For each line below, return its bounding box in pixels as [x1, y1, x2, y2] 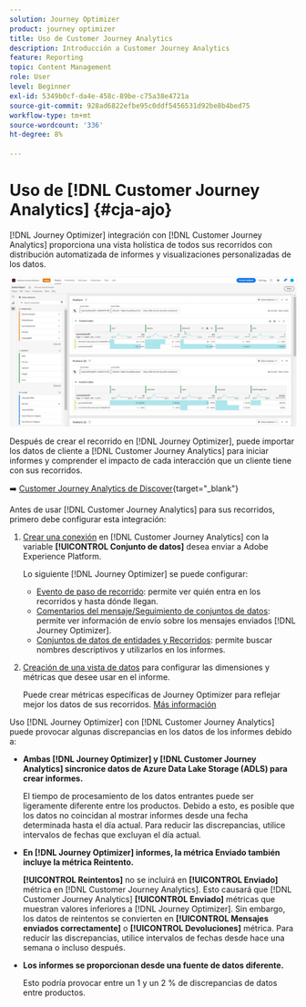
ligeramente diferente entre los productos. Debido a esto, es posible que [22, 800, 295, 811]
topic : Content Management [9, 63, 112, 72]
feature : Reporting [9, 53, 84, 63]
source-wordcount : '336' [9, 120, 104, 129]
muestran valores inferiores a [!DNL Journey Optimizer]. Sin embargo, [22, 903, 286, 915]
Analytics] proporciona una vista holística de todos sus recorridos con [9, 239, 273, 250]
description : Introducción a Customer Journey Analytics [9, 44, 230, 53]
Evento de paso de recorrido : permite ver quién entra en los [36, 586, 261, 597]
